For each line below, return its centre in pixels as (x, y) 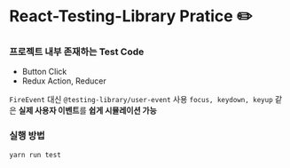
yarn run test (35, 155)
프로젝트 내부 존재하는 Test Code (77, 52)
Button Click (44, 72)
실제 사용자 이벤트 (49, 110)
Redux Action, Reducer (64, 81)
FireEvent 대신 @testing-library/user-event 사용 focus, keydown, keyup (141, 100)
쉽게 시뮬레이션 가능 (122, 110)
